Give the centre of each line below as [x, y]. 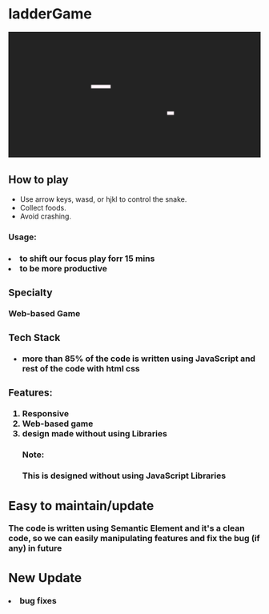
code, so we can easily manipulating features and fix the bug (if [134, 539]
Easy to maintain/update [81, 505]
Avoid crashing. [46, 216]
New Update [45, 578]
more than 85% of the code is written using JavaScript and [139, 359]
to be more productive [64, 268]
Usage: [23, 237]
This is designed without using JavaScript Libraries [124, 476]
